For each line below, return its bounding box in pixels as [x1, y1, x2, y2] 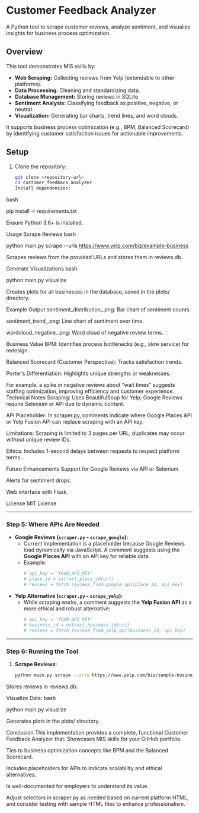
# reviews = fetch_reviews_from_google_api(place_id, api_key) [23, 582, 184, 588]
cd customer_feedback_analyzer [14, 179, 92, 186]
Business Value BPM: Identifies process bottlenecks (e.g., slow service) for [6, 341, 190, 348]
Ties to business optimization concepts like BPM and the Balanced [6, 746, 169, 754]
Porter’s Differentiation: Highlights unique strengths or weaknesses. [6, 370, 171, 377]
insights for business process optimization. [6, 29, 111, 36]
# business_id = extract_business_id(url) [23, 622, 130, 628]
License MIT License [6, 500, 57, 507]
